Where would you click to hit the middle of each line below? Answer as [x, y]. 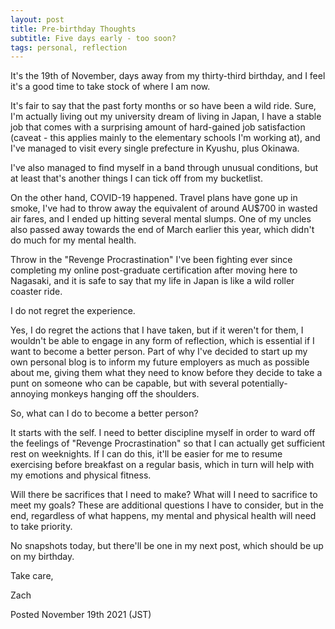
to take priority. [41, 527]
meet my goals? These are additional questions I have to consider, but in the [167, 505]
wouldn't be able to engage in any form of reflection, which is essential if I [162, 341]
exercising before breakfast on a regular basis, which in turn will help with [162, 465]
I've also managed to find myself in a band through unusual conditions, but [164, 168]
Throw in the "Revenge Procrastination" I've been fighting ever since [151, 260]
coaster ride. [36, 292]
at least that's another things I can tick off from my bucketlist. [136, 178]
